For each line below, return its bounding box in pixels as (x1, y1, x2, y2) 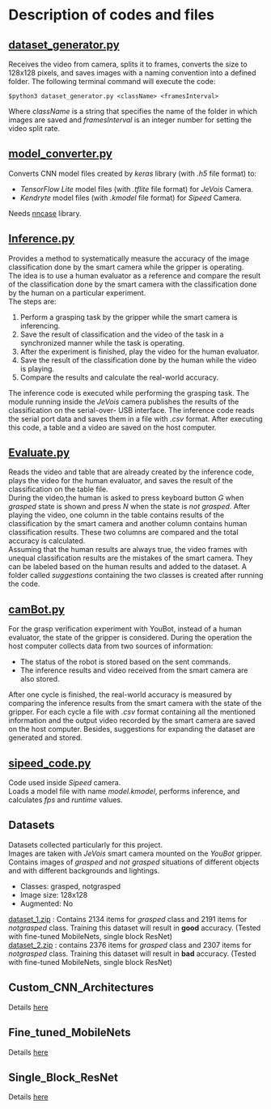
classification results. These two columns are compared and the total (8, 528, 239, 538)
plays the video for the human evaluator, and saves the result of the (8, 476, 233, 486)
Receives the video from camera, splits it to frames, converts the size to (8, 59, 248, 69)
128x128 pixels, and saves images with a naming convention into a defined (8, 68, 256, 78)
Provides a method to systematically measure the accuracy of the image (8, 253, 249, 263)
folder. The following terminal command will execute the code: (8, 77, 216, 86)
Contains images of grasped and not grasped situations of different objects (8, 856, 260, 867)
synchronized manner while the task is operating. (19, 338, 184, 347)
